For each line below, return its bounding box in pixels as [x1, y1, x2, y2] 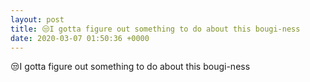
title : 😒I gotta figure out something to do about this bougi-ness [10, 24, 301, 34]
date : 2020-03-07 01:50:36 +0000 [10, 33, 150, 43]
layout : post [10, 14, 65, 25]
